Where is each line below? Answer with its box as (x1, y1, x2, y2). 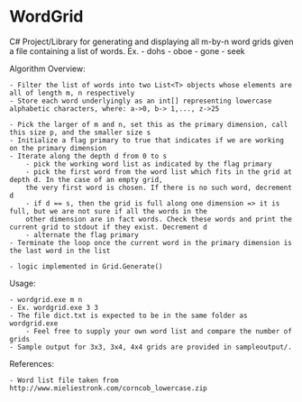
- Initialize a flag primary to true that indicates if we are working (9, 135, 284, 145)
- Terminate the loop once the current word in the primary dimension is (9, 238, 293, 247)
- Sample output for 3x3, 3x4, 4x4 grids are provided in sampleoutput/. (9, 343, 293, 352)
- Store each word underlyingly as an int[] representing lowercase (9, 96, 272, 105)
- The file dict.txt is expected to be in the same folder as (9, 311, 248, 320)
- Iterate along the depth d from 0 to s (9, 151, 168, 160)
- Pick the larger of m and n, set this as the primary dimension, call (9, 120, 288, 129)
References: (9, 358, 54, 369)
